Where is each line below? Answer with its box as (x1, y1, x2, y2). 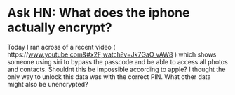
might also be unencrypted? (7, 80, 88, 88)
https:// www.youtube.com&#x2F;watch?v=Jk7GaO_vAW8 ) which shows (7, 50, 217, 59)
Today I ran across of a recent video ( (7, 43, 116, 51)
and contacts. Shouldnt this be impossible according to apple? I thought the (7, 65, 226, 73)
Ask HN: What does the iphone (7, 5, 190, 21)
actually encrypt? (7, 20, 112, 36)
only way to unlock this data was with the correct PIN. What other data (7, 72, 212, 81)
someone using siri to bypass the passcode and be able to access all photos (7, 57, 228, 66)
